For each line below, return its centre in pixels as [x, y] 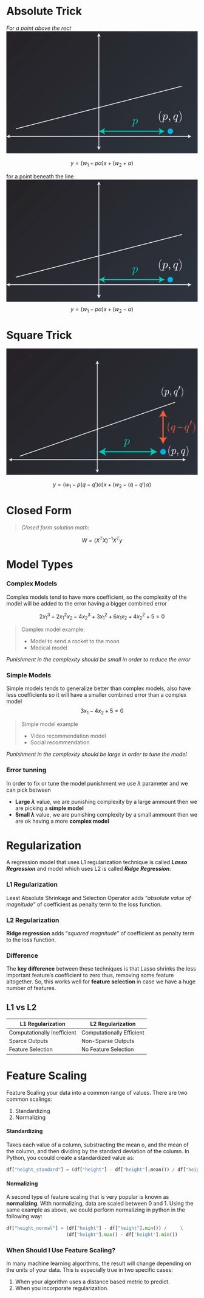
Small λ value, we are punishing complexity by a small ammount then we [106, 814]
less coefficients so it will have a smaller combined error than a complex [97, 695]
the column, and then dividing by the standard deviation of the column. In [98, 1151]
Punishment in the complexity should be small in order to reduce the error [98, 660]
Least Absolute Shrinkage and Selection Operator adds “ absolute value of [99, 898]
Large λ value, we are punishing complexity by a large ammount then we [106, 801]
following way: [24, 1216]
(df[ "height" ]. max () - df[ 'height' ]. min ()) [122, 1235]
